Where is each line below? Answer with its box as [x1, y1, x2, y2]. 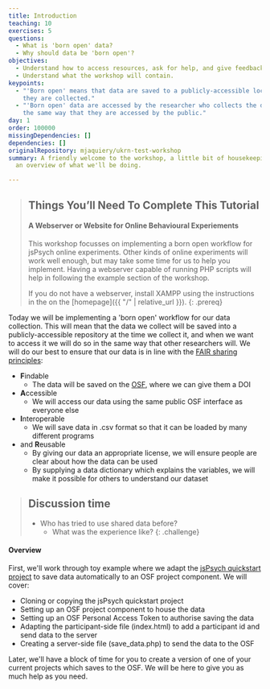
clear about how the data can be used [31, 456, 158, 466]
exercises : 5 [8, 27, 52, 35]
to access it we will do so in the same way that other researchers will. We [8, 338, 251, 348]
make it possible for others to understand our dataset [31, 473, 209, 483]
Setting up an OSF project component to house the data [19, 604, 206, 614]
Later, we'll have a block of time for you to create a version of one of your [8, 654, 252, 664]
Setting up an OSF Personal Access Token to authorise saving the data [19, 613, 255, 622]
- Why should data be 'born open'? [15, 49, 135, 57]
